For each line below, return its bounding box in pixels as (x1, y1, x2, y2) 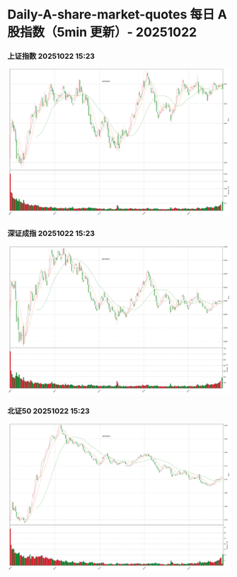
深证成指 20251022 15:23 (7, 228, 96, 238)
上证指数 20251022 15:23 (7, 51, 96, 61)
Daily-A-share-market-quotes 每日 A (7, 6, 228, 23)
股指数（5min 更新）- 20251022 (7, 24, 197, 40)
